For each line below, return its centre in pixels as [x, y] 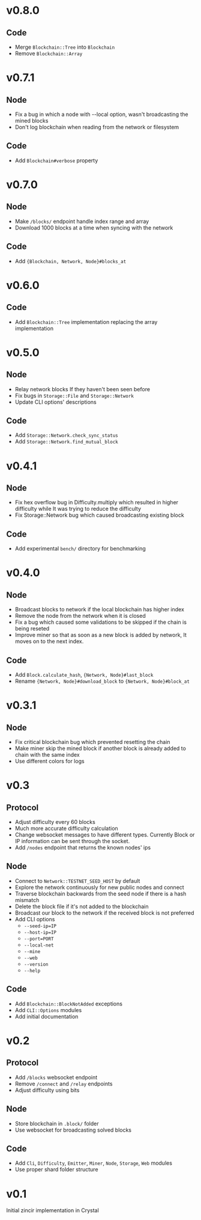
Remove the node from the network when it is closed [80, 616]
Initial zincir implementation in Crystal [52, 1210]
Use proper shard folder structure [56, 1170]
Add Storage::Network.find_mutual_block [66, 442]
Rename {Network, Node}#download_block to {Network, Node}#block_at [102, 681]
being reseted [32, 629]
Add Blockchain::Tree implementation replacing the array [86, 322]
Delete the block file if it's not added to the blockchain [82, 906]
